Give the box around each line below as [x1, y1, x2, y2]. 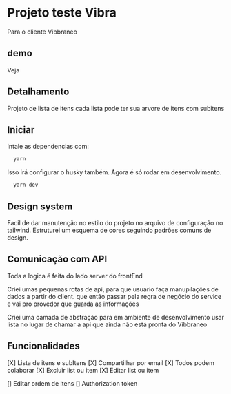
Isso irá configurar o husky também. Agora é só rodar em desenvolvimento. [7, 168, 222, 176]
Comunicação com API [7, 253, 108, 265]
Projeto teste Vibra [7, 5, 117, 21]
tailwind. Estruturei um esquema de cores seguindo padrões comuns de [7, 226, 212, 234]
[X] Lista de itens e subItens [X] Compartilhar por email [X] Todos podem [7, 358, 215, 366]
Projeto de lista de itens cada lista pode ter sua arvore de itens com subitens [7, 104, 225, 112]
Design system [7, 200, 73, 212]
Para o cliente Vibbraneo [7, 28, 78, 36]
